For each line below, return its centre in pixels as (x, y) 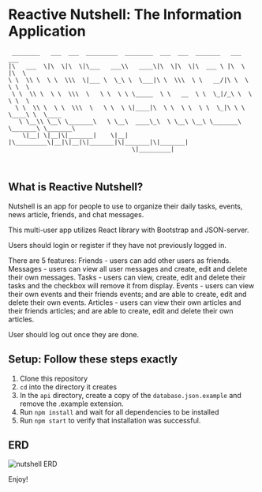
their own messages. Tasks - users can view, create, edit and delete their (127, 277)
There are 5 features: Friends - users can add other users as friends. (120, 260)
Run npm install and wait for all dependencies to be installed (119, 411)
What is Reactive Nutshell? (76, 187)
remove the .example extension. (71, 404)
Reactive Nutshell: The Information (125, 15)
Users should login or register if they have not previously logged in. (118, 245)
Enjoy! (19, 479)
